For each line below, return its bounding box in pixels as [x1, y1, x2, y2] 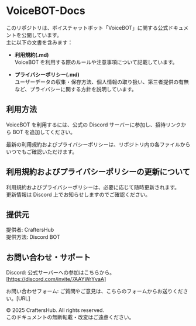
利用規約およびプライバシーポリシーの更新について [6, 167, 190, 177]
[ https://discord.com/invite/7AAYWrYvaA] [6, 276, 106, 283]
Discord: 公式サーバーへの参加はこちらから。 [6, 269, 115, 276]
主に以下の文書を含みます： [6, 39, 73, 46]
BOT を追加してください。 [12, 128, 76, 135]
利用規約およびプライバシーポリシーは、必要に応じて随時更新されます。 [6, 183, 180, 191]
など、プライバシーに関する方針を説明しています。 [14, 85, 137, 92]
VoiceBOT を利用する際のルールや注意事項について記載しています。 [14, 59, 178, 66]
